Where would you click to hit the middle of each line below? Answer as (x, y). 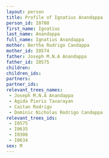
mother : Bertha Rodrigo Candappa (48, 46)
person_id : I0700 (28, 23)
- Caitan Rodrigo (30, 107)
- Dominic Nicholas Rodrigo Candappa (56, 112)
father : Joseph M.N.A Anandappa (46, 56)
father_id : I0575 (28, 62)
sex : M (14, 146)
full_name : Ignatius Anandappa (45, 40)
